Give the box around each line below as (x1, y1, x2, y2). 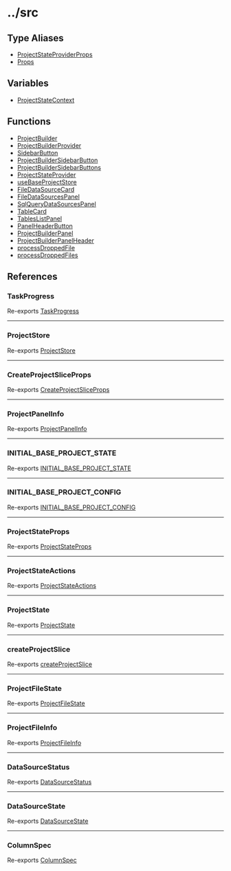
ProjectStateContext (16, 96, 75, 104)
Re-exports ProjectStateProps (7, 542, 92, 551)
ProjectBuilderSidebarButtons (16, 163, 102, 171)
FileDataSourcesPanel (16, 192, 80, 201)
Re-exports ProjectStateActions (7, 582, 96, 590)
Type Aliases (7, 32, 64, 44)
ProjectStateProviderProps (16, 50, 93, 58)
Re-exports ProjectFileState (7, 699, 85, 707)
